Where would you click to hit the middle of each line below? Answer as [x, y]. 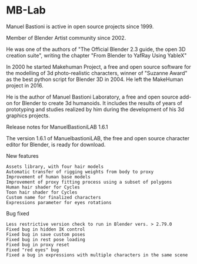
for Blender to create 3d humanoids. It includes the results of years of [98, 103]
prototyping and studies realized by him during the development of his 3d [95, 109]
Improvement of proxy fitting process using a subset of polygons [89, 182]
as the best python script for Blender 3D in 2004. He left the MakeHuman [95, 79]
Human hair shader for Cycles [43, 187]
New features [23, 155]
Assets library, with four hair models [55, 167]
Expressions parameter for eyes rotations [59, 202]
